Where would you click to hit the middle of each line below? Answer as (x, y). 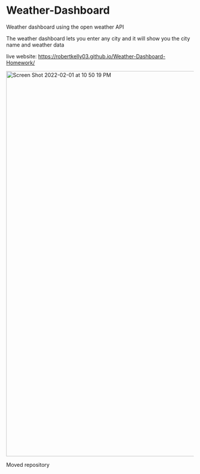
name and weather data (35, 45)
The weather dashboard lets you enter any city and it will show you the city (98, 38)
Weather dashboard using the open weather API (65, 27)
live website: (21, 56)
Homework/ (21, 63)
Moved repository (28, 464)
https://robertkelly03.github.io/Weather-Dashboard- (101, 56)
